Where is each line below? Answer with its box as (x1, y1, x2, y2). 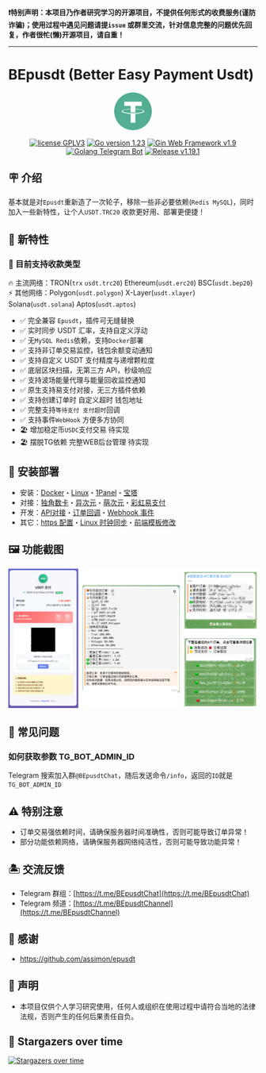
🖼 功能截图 (8, 543, 64, 556)
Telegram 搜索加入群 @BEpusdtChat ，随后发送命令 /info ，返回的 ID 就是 (8, 771, 234, 780)
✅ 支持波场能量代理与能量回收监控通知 (19, 375, 146, 385)
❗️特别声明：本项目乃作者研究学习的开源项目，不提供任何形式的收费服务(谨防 (8, 8, 256, 17)
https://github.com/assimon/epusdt (19, 954, 136, 963)
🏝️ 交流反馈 (8, 863, 65, 876)
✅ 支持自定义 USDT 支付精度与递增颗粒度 (19, 356, 155, 365)
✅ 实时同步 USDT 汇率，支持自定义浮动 (19, 325, 148, 336)
